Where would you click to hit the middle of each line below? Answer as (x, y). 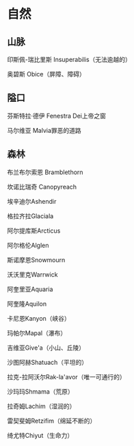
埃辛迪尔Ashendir (32, 201)
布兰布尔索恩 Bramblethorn (45, 172)
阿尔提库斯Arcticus (34, 231)
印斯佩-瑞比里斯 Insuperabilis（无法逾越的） (69, 60)
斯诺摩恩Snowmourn (36, 259)
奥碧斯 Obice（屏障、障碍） (46, 74)
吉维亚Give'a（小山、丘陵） (46, 348)
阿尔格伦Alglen (28, 245)
